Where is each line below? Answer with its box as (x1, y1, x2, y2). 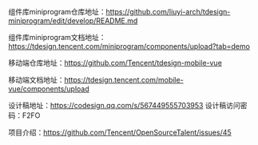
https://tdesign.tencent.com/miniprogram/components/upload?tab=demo (8, 42, 250, 50)
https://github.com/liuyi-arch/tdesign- (105, 7, 231, 16)
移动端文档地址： (8, 75, 65, 84)
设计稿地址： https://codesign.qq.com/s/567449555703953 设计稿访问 (8, 101, 241, 110)
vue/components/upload (8, 84, 89, 94)
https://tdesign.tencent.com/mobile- (64, 75, 184, 84)
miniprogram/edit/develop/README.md (8, 16, 138, 26)
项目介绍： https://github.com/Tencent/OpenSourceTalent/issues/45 (8, 127, 232, 137)
